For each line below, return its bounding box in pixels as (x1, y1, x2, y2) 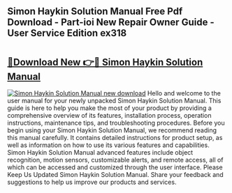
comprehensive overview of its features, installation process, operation (7, 111, 212, 119)
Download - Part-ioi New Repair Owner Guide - (7, 17, 215, 29)
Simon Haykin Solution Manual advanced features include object (7, 148, 194, 156)
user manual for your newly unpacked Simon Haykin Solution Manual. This (7, 97, 222, 105)
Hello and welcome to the (147, 89, 222, 97)
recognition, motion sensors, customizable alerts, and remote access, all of (7, 156, 224, 164)
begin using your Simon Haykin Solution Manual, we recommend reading (7, 126, 217, 134)
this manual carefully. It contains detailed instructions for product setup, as (7, 134, 223, 141)
